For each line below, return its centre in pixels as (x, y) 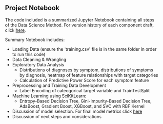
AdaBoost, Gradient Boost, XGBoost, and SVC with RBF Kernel (82, 106)
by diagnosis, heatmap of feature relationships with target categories (89, 75)
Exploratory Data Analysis (38, 64)
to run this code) (29, 54)
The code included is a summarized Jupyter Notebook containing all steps (80, 20)
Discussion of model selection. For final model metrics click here (77, 111)
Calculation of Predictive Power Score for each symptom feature (84, 80)
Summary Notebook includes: (35, 40)
